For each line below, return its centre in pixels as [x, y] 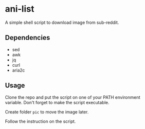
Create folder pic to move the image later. [47, 112]
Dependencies [27, 38]
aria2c [18, 70]
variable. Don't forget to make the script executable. [57, 102]
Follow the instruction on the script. [41, 121]
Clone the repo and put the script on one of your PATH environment [73, 97]
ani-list [20, 9]
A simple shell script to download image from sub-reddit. [62, 22]
